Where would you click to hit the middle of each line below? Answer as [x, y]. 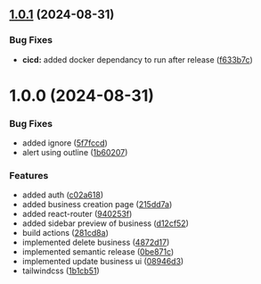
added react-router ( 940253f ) [77, 214]
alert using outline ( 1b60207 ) [75, 153]
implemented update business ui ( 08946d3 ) [103, 262]
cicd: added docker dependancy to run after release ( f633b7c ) [138, 59]
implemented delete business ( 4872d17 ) [96, 242]
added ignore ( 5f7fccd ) [65, 143]
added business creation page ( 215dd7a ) [97, 205]
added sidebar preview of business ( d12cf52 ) [106, 223]
